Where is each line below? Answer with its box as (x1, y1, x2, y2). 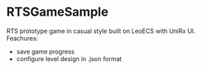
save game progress (16, 47, 75, 56)
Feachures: (6, 34, 38, 42)
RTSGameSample (6, 4, 109, 20)
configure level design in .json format (16, 54, 122, 62)
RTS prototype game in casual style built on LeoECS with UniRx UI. (6, 27, 196, 35)
